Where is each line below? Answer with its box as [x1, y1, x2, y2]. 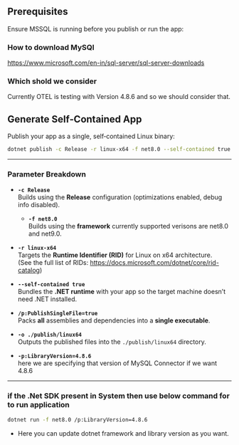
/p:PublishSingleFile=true [17, 310, 98, 318]
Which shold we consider [7, 76, 97, 86]
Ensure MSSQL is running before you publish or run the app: [7, 24, 184, 33]
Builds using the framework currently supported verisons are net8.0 [28, 222, 229, 231]
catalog [17, 266, 41, 275]
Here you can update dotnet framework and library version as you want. [17, 429, 229, 437]
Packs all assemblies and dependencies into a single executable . [17, 316, 211, 325]
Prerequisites [7, 6, 68, 18]
